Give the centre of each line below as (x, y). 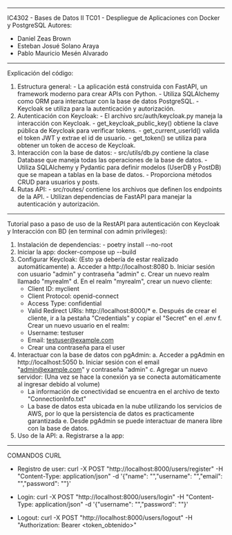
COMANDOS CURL (35, 456)
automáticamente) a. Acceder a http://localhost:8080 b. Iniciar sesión (116, 266)
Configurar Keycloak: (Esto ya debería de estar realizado (98, 259)
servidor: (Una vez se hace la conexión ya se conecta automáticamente (119, 377)
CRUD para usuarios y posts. (58, 182)
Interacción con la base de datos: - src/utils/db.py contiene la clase (113, 152)
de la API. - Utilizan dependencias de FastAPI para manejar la (104, 197)
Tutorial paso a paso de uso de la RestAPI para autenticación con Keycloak (114, 224)
